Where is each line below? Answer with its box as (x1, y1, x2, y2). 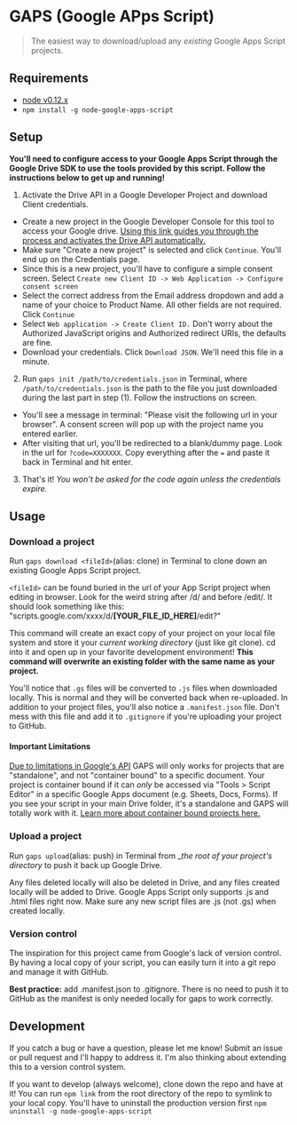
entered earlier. (21, 428, 78, 439)
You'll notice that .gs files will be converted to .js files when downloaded (9, 682, 277, 694)
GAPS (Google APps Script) (9, 6, 215, 27)
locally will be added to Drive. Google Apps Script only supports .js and (9, 886, 269, 897)
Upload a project (9, 830, 82, 842)
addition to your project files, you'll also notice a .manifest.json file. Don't (9, 702, 280, 713)
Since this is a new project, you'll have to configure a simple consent (21, 263, 273, 274)
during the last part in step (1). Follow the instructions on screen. (21, 392, 258, 403)
